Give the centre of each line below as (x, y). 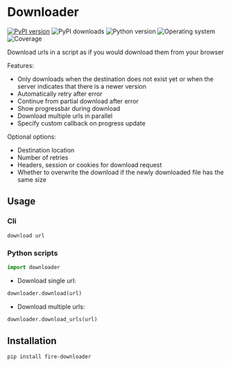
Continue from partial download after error (78, 101)
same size (32, 179)
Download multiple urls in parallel (65, 116)
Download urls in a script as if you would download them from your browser (115, 52)
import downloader (34, 267)
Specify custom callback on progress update (81, 123)
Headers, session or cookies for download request (89, 164)
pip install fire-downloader (49, 357)
